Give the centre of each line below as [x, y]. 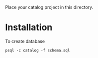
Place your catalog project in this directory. [49, 7]
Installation [29, 27]
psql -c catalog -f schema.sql [38, 50]
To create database [25, 41]
